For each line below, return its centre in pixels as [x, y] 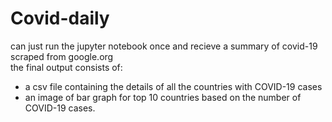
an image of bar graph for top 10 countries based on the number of [163, 97]
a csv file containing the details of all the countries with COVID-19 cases [173, 86]
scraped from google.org [62, 56]
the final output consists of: [66, 67]
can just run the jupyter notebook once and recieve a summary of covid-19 [164, 46]
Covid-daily [60, 18]
